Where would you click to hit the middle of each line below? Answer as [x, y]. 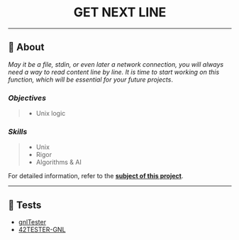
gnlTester [32, 222]
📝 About [26, 47]
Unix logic [51, 114]
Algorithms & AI [59, 162]
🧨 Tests [25, 205]
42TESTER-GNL [42, 230]
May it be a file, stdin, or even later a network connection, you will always [116, 64]
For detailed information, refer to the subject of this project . [96, 176]
